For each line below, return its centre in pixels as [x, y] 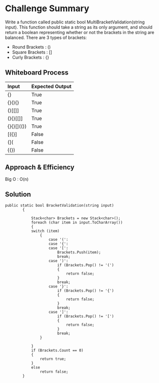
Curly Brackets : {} [31, 57]
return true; [53, 359]
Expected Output [52, 86]
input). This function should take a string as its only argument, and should [79, 27]
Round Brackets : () [31, 47]
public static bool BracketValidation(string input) [60, 206]
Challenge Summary [47, 9]
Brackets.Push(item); [79, 252]
